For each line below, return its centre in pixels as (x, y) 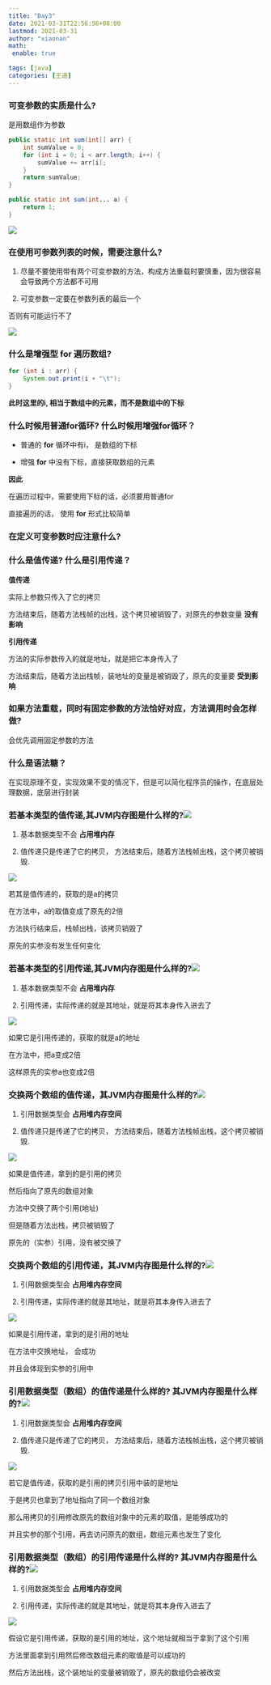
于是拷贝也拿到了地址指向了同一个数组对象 (79, 1500)
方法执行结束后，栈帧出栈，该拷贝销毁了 (76, 928)
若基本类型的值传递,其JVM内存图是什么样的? (96, 816)
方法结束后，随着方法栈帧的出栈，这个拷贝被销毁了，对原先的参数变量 (125, 614)
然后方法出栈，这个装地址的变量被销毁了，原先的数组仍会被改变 (114, 1672)
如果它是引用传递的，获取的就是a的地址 (74, 1038)
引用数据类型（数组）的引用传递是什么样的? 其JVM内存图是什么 (133, 1557)
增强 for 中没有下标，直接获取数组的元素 (87, 462)
